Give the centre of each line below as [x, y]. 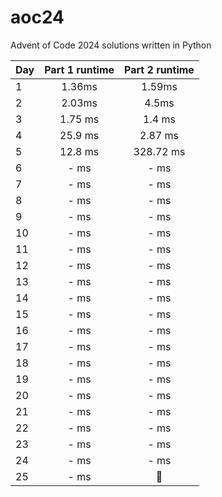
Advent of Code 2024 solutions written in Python [111, 45]
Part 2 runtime [159, 69]
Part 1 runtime [79, 69]
